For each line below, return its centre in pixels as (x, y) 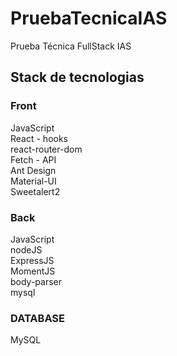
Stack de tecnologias (77, 77)
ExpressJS (32, 260)
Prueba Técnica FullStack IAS (71, 46)
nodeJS (26, 249)
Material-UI (33, 181)
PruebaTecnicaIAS (89, 18)
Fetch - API (33, 159)
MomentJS (33, 271)
